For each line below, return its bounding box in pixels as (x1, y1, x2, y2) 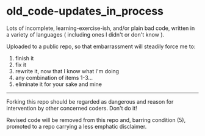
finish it (15, 54, 34, 62)
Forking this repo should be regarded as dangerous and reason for (6, 98, 174, 105)
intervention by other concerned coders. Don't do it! (6, 104, 137, 112)
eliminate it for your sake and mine (15, 81, 103, 88)
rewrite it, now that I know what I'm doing (15, 67, 120, 74)
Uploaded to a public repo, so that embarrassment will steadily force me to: (6, 43, 196, 50)
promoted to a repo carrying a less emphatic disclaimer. (6, 123, 147, 130)
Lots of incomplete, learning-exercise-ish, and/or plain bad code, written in (6, 24, 195, 32)
